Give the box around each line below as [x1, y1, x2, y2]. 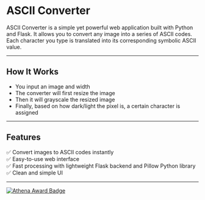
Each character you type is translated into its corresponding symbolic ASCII [6, 37, 196, 44]
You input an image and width [15, 83, 90, 90]
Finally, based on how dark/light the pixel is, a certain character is [15, 102, 181, 110]
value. [6, 43, 22, 51]
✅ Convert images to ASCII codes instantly [6, 148, 114, 155]
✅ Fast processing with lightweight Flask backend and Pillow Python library [6, 162, 196, 170]
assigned [15, 109, 38, 116]
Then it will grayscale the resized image [15, 96, 115, 103]
